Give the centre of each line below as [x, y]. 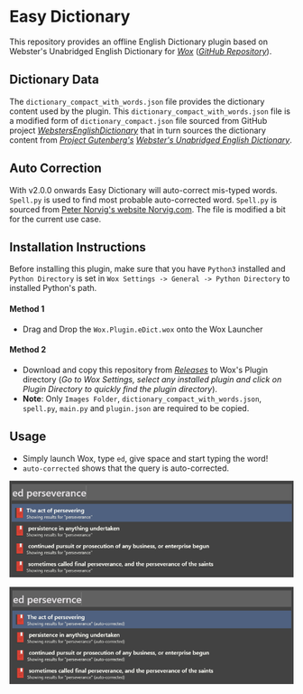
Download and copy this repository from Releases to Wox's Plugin [145, 370]
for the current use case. [55, 219]
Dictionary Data [54, 80]
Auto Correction [55, 169]
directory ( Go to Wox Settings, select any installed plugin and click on [152, 379]
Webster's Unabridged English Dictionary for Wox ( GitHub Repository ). [141, 51]
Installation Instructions [78, 247]
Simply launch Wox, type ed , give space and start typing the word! [145, 458]
